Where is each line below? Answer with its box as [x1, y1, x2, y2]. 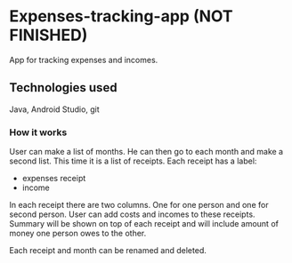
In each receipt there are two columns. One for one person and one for [9, 200, 269, 211]
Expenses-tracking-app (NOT [9, 6, 233, 27]
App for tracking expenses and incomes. [9, 54, 158, 65]
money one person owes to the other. [9, 228, 147, 239]
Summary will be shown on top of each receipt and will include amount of [9, 219, 279, 229]
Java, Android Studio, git [9, 104, 100, 115]
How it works [9, 126, 68, 139]
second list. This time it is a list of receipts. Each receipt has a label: [9, 155, 257, 166]
